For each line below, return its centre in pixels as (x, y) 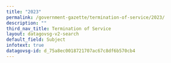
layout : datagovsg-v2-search (43, 34)
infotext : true (25, 46)
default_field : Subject (36, 40)
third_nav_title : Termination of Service (59, 28)
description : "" (26, 23)
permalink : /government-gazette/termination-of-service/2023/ (85, 17)
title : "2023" (24, 12)
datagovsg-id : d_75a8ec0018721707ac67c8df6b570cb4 (71, 51)
